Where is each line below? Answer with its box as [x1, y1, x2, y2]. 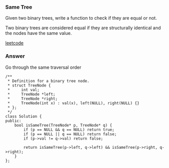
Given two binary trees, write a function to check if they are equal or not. [5, 15, 157, 21]
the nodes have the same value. [5, 30, 72, 36]
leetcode [5, 40, 24, 46]
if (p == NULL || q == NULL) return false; [23, 132, 117, 137]
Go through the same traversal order [5, 64, 82, 70]
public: [5, 118, 22, 123]
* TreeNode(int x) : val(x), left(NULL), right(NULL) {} [7, 100, 140, 106]
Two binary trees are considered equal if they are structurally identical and [5, 25, 161, 31]
